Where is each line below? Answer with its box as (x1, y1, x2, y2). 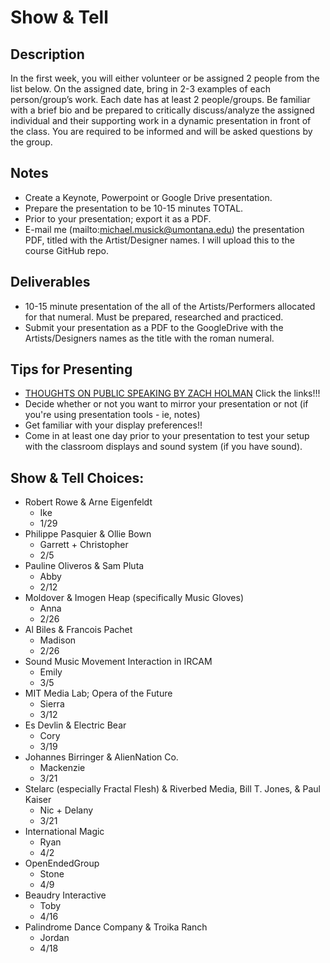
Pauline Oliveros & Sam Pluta (24, 560, 145, 572)
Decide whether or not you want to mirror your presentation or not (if (24, 398, 309, 410)
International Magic (24, 826, 105, 838)
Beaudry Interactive (24, 889, 107, 901)
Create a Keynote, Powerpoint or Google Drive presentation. (24, 191, 273, 203)
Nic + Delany (39, 804, 94, 816)
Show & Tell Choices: (10, 469, 145, 486)
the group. (10, 136, 53, 148)
